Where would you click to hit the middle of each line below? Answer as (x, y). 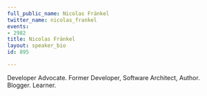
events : (18, 26)
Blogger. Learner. (32, 85)
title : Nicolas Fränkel (41, 39)
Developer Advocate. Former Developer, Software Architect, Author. (103, 77)
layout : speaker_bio (37, 46)
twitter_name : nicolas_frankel (52, 20)
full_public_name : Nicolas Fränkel (58, 13)
